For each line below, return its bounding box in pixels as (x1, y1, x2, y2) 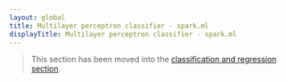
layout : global (9, 12, 66, 22)
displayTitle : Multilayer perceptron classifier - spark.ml (9, 29, 238, 38)
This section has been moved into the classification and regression (30, 54, 277, 65)
